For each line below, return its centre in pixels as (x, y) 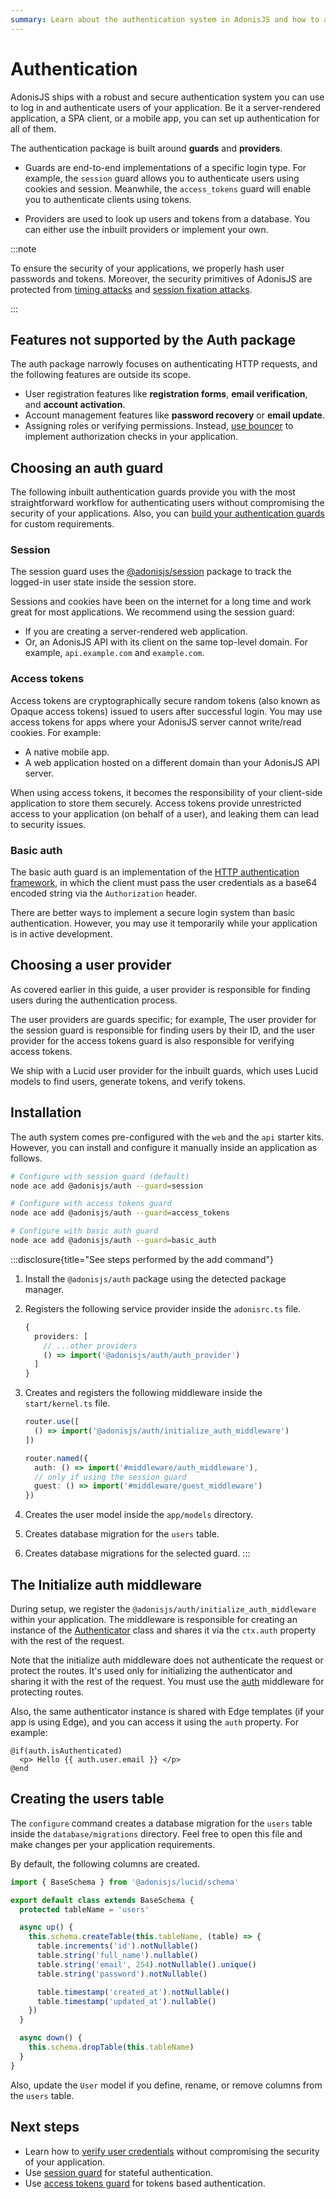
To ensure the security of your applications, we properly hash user (147, 268)
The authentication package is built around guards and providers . (146, 148)
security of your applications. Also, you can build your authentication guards (167, 513)
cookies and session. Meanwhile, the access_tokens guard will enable (168, 188)
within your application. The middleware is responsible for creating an (154, 1620)
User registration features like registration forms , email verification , (166, 394)
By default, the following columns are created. (105, 1863)
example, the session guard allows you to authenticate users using (162, 178)
